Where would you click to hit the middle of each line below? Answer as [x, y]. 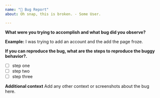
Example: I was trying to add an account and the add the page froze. [74, 41]
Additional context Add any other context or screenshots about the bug [77, 86]
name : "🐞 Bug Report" [27, 9]
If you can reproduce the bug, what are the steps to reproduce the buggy [80, 51]
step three [22, 76]
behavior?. [16, 56]
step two [21, 71]
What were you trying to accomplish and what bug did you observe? [75, 32]
